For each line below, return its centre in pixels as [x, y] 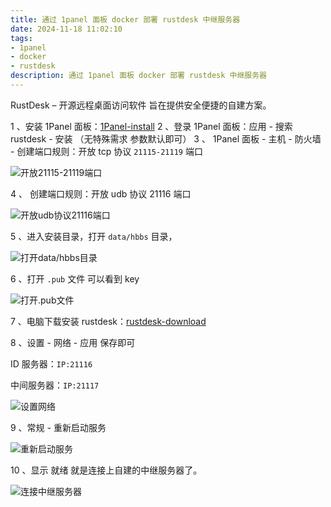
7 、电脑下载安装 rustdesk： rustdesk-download [108, 321]
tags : [21, 38]
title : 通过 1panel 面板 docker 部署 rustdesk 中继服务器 [125, 19]
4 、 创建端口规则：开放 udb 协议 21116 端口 [101, 193]
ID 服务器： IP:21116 [51, 363]
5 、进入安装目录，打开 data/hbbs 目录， [94, 236]
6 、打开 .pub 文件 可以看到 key [75, 278]
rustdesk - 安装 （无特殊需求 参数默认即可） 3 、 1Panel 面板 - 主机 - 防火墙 [166, 138]
